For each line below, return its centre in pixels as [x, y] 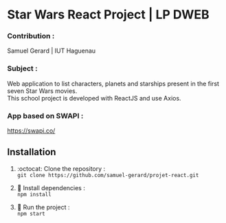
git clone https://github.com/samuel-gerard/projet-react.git [108, 175]
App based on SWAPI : [45, 116]
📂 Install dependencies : [51, 187]
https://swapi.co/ [31, 131]
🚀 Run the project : [43, 207]
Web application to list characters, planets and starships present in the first [113, 83]
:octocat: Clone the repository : [61, 168]
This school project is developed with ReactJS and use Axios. [94, 98]
